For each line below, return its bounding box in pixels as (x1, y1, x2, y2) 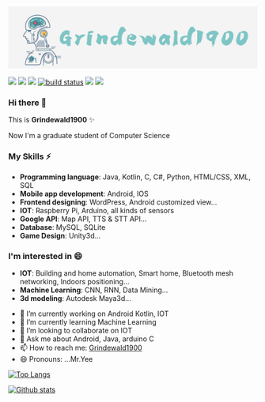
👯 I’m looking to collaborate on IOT (19, 325, 133, 335)
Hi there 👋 (8, 97, 47, 108)
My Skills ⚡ (8, 151, 51, 162)
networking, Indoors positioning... (19, 276, 130, 286)
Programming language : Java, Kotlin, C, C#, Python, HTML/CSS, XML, (19, 172, 252, 182)
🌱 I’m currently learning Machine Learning (19, 317, 157, 326)
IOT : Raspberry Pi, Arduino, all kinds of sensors (19, 205, 175, 215)
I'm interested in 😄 (8, 250, 83, 261)
